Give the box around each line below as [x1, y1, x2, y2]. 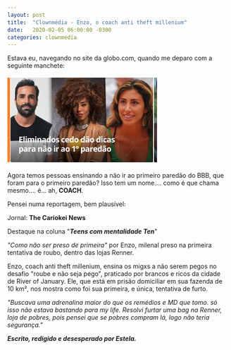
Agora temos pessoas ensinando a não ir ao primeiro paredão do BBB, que [7, 171, 224, 180]
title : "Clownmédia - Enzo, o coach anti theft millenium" [7, 18, 188, 26]
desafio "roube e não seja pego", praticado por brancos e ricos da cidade [7, 270, 220, 278]
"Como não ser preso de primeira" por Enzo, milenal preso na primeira [7, 241, 213, 250]
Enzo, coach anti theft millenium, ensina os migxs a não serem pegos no [7, 262, 217, 271]
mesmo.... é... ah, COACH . [7, 186, 84, 195]
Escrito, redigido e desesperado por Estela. [7, 334, 137, 343]
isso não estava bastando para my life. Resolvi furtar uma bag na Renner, [7, 306, 223, 314]
